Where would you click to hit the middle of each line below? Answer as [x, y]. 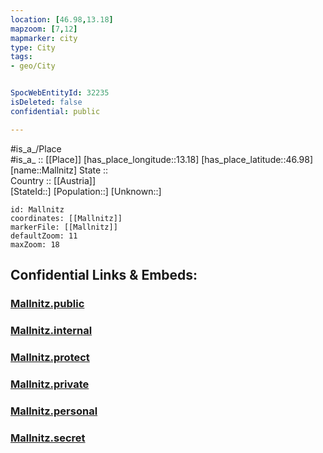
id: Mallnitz [37, 209]
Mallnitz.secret [48, 438]
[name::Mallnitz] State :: [59, 170]
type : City [33, 47]
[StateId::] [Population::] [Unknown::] [86, 191]
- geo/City [33, 66]
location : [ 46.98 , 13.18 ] [62, 19]
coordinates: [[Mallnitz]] [66, 218]
